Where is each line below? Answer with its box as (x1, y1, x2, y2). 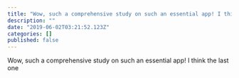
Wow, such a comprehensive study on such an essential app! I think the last (7, 56, 229, 65)
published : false (7, 37, 59, 44)
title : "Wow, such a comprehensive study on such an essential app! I (7, 10, 221, 18)
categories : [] (7, 30, 53, 38)
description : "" (7, 17, 55, 24)
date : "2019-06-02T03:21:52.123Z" (7, 23, 110, 30)
